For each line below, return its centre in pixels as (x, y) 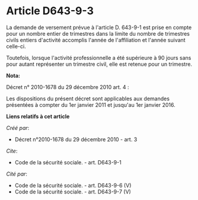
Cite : (12, 151)
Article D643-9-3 (50, 11)
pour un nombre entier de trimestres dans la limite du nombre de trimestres (98, 33)
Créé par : (18, 128)
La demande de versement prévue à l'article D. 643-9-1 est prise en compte (99, 27)
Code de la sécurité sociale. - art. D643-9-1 (68, 162)
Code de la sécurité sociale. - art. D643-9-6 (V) (73, 185)
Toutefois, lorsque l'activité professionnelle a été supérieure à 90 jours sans (99, 58)
